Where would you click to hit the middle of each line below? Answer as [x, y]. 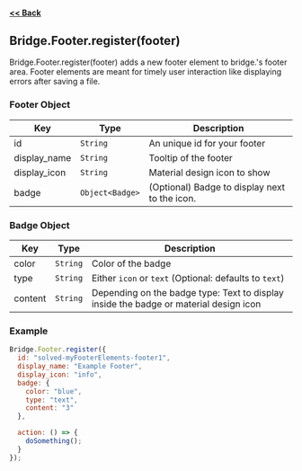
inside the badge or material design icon [176, 304]
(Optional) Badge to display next [217, 187]
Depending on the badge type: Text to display [188, 293]
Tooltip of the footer [191, 157]
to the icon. [172, 198]
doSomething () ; [54, 441]
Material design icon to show [209, 173]
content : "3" [50, 408]
